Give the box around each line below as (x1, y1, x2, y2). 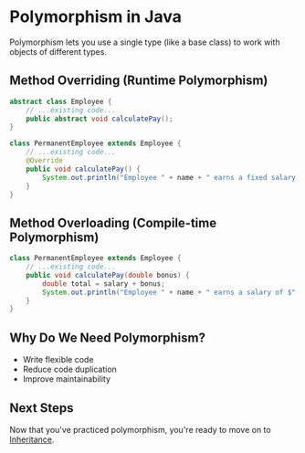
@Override (26, 156, 64, 165)
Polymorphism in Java (9, 6, 183, 27)
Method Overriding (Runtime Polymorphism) (9, 73, 268, 89)
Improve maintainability (22, 374, 111, 385)
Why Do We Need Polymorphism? (9, 330, 205, 345)
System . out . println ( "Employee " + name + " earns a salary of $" (42, 288, 297, 297)
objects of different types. (9, 46, 108, 57)
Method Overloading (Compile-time (9, 215, 217, 230)
